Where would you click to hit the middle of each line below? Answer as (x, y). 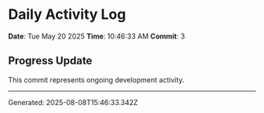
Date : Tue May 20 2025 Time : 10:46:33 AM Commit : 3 (97, 36)
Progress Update (50, 61)
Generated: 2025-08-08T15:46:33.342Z (73, 102)
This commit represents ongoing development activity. (96, 79)
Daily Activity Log (67, 15)
